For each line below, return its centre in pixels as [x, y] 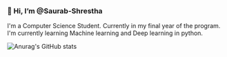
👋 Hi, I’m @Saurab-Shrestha [55, 11]
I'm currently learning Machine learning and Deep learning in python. [105, 33]
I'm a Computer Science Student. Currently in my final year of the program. [114, 26]
